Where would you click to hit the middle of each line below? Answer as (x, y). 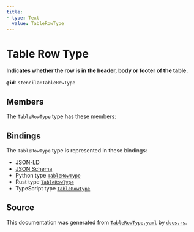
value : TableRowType (38, 23)
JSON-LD (27, 162)
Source (21, 208)
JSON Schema (34, 168)
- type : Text (23, 18)
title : (15, 12)
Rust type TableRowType (45, 182)
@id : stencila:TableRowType (41, 83)
